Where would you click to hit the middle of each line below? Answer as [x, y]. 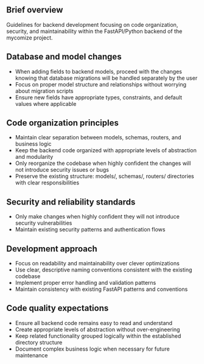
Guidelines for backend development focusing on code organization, [92, 24]
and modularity [34, 157]
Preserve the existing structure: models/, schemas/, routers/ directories [104, 177]
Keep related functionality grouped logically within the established [98, 336]
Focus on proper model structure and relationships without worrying [101, 84]
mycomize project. [30, 37]
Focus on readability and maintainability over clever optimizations [97, 264]
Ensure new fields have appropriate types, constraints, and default [99, 97]
